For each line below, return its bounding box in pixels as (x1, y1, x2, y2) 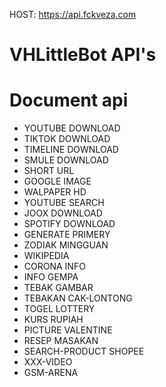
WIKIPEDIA (23, 250, 70, 262)
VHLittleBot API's (9, 44, 157, 66)
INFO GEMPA (23, 271, 79, 283)
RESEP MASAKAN (23, 335, 99, 347)
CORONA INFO (23, 260, 86, 273)
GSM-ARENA (23, 367, 79, 379)
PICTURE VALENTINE (23, 324, 113, 336)
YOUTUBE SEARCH (23, 197, 105, 209)
